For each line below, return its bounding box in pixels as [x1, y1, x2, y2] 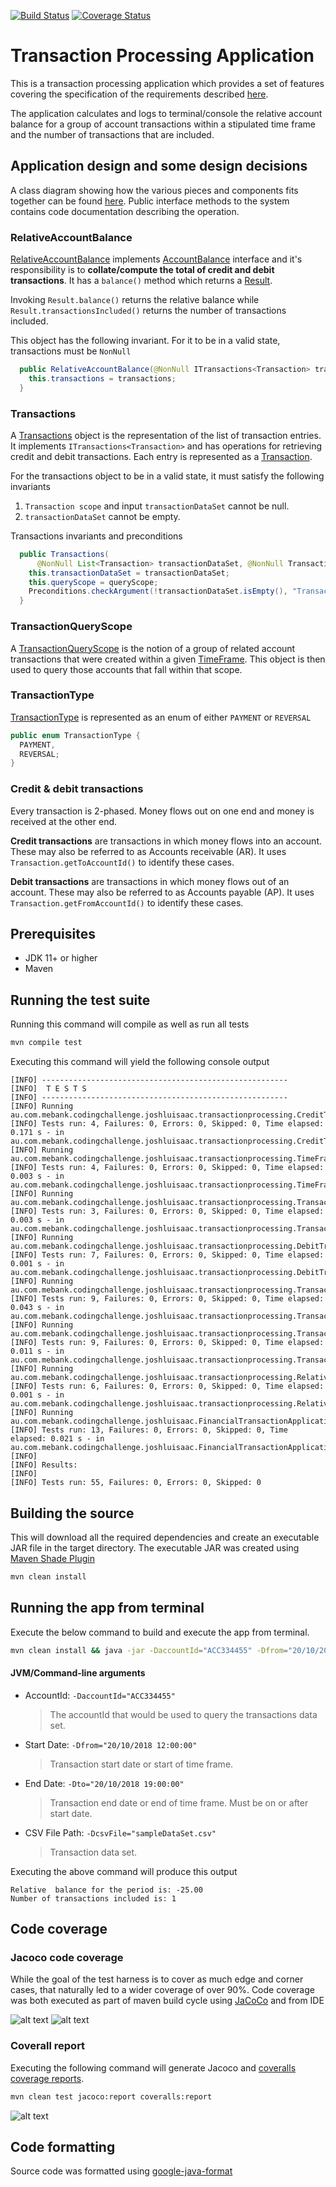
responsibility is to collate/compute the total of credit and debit [10, 264, 275, 276]
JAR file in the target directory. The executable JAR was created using [10, 1541, 300, 1554]
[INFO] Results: [10, 1460, 78, 1470]
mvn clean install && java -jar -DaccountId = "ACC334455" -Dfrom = [10, 1645, 288, 1655]
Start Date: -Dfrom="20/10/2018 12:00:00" [24, 1738, 198, 1750]
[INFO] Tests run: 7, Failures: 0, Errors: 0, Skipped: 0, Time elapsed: [10, 1250, 325, 1260]
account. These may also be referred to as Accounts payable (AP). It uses [10, 886, 315, 898]
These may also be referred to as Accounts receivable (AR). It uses [10, 845, 287, 857]
